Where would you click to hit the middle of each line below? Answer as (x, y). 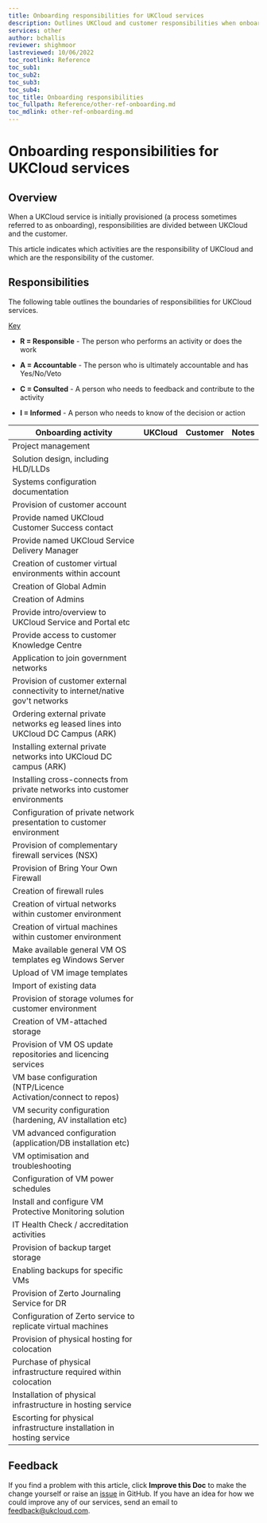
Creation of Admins (48, 599)
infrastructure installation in (64, 1427)
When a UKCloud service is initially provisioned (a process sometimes (122, 217)
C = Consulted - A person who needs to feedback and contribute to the (137, 389)
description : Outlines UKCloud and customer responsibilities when (122, 23)
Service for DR (39, 1303)
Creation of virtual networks (64, 903)
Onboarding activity (74, 433)
